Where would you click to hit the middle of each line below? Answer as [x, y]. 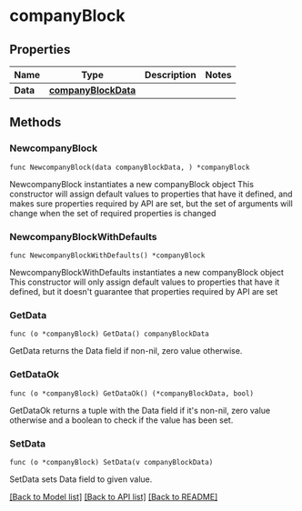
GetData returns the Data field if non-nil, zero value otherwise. [126, 351]
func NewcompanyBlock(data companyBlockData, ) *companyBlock [130, 167]
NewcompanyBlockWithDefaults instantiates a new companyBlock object [147, 272]
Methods [35, 122]
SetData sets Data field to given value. [81, 479]
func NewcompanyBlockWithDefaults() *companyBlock [107, 255]
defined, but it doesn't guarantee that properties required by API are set [144, 291]
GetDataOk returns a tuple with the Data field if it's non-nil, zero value [140, 410]
